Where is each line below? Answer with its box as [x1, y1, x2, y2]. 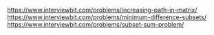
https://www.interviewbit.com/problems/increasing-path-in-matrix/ [7, 6, 197, 14]
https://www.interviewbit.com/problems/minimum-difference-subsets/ [7, 13, 207, 21]
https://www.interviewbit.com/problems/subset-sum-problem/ [7, 21, 184, 28]
